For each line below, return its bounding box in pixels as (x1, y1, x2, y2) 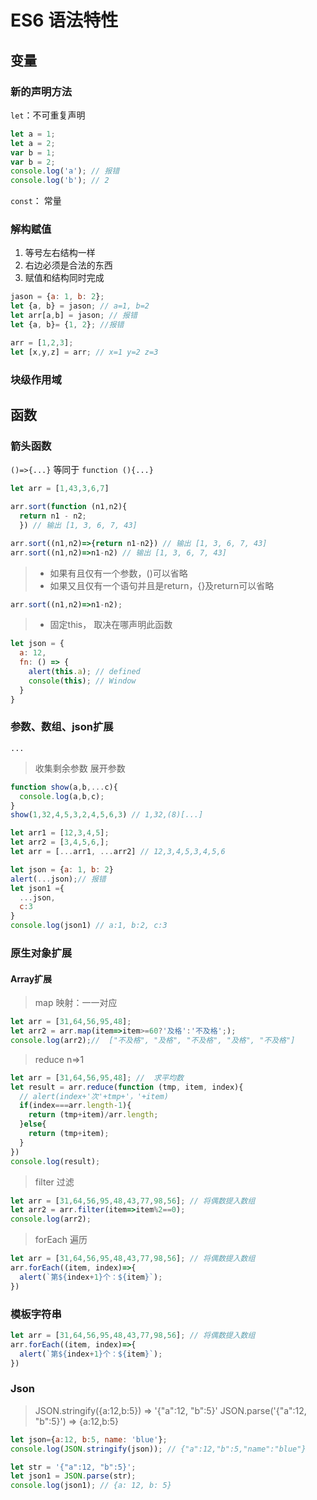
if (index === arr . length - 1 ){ (19, 1101, 132, 1111)
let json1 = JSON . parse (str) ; (10, 1471, 137, 1481)
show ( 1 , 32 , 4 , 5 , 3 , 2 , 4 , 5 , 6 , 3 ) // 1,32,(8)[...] (10, 810, 204, 820)
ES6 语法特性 (10, 9, 119, 32)
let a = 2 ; (10, 138, 56, 148)
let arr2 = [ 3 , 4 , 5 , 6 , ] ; (10, 837, 110, 848)
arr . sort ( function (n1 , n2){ (10, 502, 128, 512)
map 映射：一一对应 (34, 997, 118, 1009)
